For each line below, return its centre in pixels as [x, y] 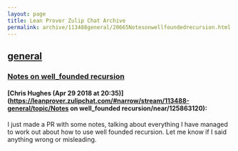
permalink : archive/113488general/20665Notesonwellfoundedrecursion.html [119, 27]
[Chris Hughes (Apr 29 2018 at [53, 93]
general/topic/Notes [38, 108]
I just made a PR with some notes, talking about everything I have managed [118, 124]
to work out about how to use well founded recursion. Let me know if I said [117, 132]
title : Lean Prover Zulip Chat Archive [67, 21]
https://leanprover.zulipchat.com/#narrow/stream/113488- [100, 101]
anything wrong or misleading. [52, 139]
